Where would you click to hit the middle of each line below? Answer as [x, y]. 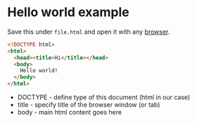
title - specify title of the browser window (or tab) [89, 105]
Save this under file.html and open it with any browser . [89, 32]
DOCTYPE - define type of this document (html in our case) [104, 97]
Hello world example [68, 12]
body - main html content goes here [69, 112]
